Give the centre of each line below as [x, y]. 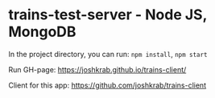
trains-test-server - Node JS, [108, 15]
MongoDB [42, 32]
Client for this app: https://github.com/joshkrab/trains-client [107, 85]
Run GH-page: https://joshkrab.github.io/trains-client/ [97, 69]
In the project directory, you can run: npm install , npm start [108, 54]
